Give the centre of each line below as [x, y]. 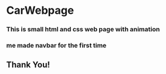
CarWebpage [40, 11]
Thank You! [28, 65]
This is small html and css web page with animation [83, 29]
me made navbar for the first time [56, 46]
